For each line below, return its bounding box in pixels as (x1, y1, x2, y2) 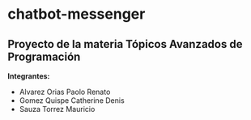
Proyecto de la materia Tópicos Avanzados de (7, 37, 243, 51)
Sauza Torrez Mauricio (19, 105, 96, 114)
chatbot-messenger (7, 5, 146, 24)
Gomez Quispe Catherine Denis (19, 96, 125, 105)
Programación (7, 49, 81, 63)
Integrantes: (7, 71, 50, 81)
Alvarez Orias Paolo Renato (19, 87, 111, 96)
